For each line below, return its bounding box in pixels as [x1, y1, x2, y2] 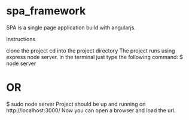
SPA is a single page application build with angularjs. [6, 24, 136, 31]
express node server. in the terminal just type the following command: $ [6, 53, 184, 60]
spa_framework [6, 4, 86, 18]
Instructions [6, 35, 36, 42]
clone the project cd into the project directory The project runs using [6, 47, 175, 54]
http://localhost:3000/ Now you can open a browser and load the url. [6, 106, 176, 114]
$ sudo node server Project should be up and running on [6, 100, 146, 107]
